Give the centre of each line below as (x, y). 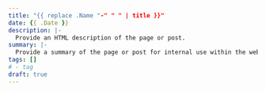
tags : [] (23, 60)
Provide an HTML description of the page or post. (101, 38)
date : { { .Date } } (38, 23)
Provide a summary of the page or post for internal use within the (131, 52)
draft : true (28, 74)
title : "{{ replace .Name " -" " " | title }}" (86, 15)
